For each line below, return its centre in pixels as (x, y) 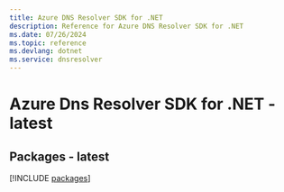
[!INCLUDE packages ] (50, 178)
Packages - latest (60, 156)
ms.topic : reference (48, 43)
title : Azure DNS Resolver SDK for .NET (87, 18)
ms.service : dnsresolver (56, 59)
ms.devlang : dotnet (46, 51)
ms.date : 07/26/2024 (48, 34)
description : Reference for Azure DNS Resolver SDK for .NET (127, 26)
